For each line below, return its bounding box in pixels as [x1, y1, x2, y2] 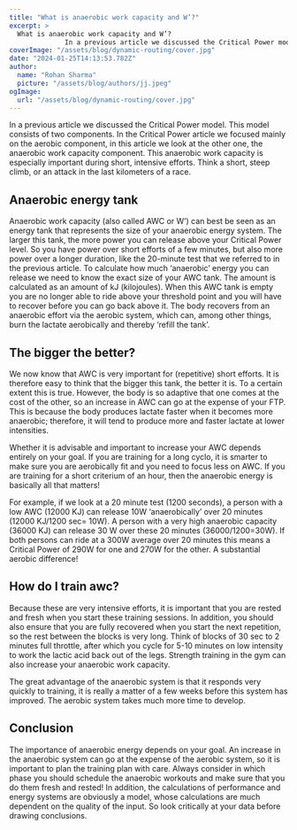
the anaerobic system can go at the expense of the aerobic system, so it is [9, 754, 281, 764]
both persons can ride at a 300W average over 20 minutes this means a [9, 535, 271, 545]
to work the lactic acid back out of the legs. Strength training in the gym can [9, 649, 286, 660]
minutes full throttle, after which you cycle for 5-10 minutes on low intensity [9, 640, 284, 651]
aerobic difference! [9, 554, 79, 563]
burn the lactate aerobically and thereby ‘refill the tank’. [9, 320, 210, 330]
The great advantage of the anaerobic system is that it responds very [9, 676, 262, 686]
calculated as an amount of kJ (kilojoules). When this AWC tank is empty [9, 282, 274, 292]
